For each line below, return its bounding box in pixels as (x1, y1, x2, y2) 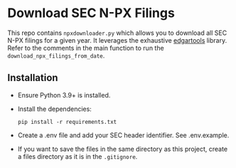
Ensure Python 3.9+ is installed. (17, 90, 111, 99)
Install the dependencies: (17, 105, 92, 113)
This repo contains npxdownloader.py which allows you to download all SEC (7, 28, 227, 37)
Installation (7, 72, 58, 84)
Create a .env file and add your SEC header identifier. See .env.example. (17, 130, 230, 140)
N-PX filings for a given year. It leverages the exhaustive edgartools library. (7, 36, 227, 44)
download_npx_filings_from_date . (7, 51, 105, 60)
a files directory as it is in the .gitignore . (17, 152, 138, 161)
